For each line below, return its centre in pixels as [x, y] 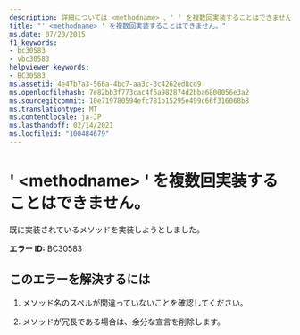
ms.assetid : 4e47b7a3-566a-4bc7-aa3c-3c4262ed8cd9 [105, 84]
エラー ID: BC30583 [46, 248]
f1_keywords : [33, 42]
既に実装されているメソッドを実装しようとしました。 [107, 230]
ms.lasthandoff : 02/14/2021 [62, 126]
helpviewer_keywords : [50, 68]
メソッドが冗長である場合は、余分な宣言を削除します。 [124, 322]
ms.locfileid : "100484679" [59, 134]
